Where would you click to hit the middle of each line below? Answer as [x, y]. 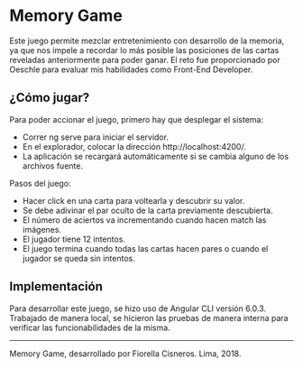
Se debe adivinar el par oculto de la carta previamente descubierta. [147, 210]
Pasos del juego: [40, 183]
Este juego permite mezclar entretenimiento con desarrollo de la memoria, [147, 41]
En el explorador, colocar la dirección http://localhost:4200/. [134, 146]
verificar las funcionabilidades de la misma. [90, 327]
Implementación [56, 286]
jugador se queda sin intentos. [78, 258]
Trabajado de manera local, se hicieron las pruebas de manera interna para [149, 317]
